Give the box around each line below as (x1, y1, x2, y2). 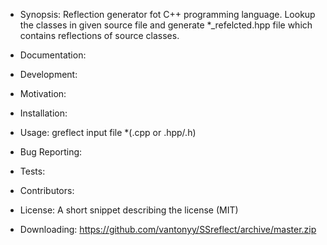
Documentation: (19, 49, 87, 61)
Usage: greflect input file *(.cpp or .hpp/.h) (19, 127, 197, 138)
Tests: (19, 165, 46, 177)
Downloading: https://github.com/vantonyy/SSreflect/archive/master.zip (19, 224, 317, 235)
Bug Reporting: (19, 146, 83, 158)
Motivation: (19, 88, 67, 99)
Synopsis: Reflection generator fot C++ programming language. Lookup (19, 9, 316, 20)
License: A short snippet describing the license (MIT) (19, 204, 239, 216)
